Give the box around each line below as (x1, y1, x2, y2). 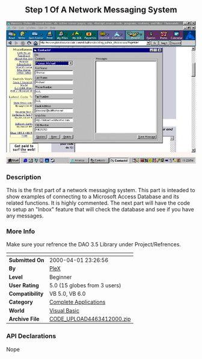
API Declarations (6, 332, 57, 340)
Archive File (8, 315, 40, 322)
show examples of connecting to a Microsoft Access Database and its (6, 193, 179, 201)
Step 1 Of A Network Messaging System (25, 5, 177, 15)
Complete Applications (49, 298, 106, 306)
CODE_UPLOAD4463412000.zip (49, 315, 131, 322)
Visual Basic (49, 307, 80, 314)
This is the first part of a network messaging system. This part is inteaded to (6, 187, 195, 194)
